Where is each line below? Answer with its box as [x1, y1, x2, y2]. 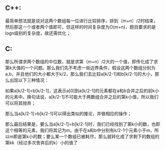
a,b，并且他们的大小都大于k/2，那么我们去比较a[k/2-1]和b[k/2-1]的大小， [5, 71, 155, 77]
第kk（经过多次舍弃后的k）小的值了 [5, 140, 78, 146]
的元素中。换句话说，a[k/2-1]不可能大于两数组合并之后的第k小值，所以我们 [5, 94, 159, 100]
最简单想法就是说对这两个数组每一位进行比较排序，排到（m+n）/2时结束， [5, 17, 158, 24]
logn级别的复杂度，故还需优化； [5, 30, 71, 36]
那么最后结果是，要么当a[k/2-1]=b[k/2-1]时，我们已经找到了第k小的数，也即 [5, 121, 161, 127]
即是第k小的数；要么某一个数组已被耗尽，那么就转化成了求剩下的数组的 [13, 133, 160, 139]
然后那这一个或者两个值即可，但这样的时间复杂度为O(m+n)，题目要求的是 [5, 24, 156, 30]
